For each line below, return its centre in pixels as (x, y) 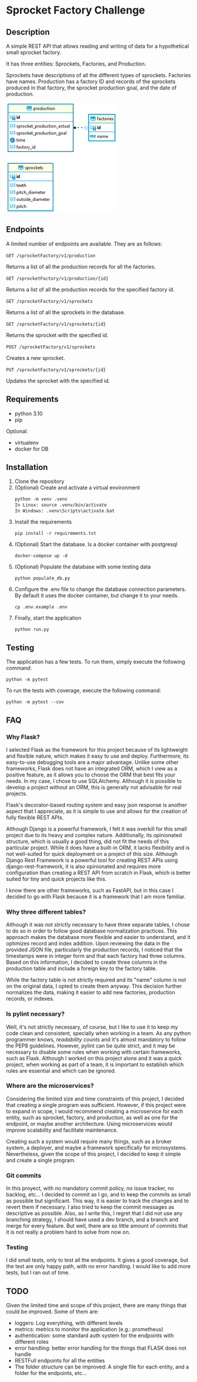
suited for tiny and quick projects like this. (57, 879)
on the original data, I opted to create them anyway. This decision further (94, 986)
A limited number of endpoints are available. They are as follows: (84, 244)
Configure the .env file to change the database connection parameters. (100, 589)
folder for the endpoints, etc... (50, 1373)
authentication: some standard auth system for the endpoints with (94, 1335)
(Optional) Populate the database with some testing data (83, 567)
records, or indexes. (30, 999)
